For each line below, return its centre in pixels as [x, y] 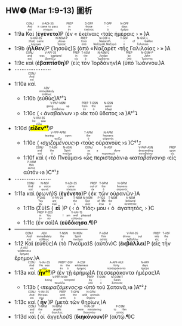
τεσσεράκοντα [116, 272]
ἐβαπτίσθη [50, 63]
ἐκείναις [89, 33]
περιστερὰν [109, 158]
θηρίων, [91, 302]
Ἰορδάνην [103, 63]
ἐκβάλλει [132, 243]
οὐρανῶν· [122, 193]
